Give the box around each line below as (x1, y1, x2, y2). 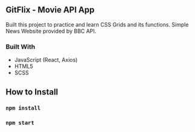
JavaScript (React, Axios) (14, 56, 78, 64)
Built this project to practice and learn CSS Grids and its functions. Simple (5, 21, 189, 28)
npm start (5, 119, 34, 127)
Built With (5, 42, 36, 51)
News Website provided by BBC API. (5, 27, 97, 35)
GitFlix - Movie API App (5, 5, 95, 15)
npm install (5, 105, 41, 111)
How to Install (5, 87, 59, 97)
